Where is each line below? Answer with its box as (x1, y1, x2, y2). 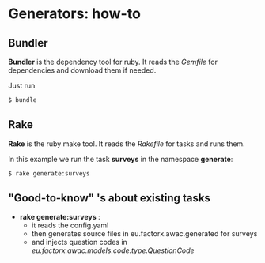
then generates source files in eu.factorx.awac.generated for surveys (31, 229, 258, 239)
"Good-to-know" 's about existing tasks (8, 191, 211, 205)
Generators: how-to (8, 5, 141, 23)
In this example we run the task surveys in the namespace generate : (8, 154, 233, 163)
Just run (8, 81, 36, 90)
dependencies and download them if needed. (8, 66, 157, 75)
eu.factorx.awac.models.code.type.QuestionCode (31, 246, 195, 255)
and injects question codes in (31, 238, 128, 247)
